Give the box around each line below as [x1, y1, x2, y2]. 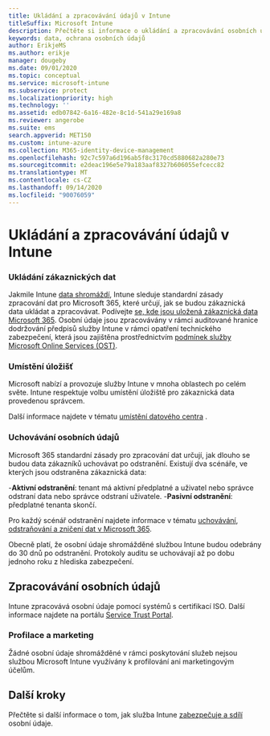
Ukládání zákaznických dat [8, 271, 117, 282]
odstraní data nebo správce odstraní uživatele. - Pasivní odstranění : [8, 491, 233, 501]
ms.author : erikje [8, 49, 70, 57]
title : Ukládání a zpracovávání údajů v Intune [8, 11, 171, 20]
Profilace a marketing [8, 630, 94, 641]
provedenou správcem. [8, 396, 86, 406]
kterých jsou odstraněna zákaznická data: [8, 467, 147, 476]
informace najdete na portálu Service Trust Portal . [8, 610, 174, 619]
